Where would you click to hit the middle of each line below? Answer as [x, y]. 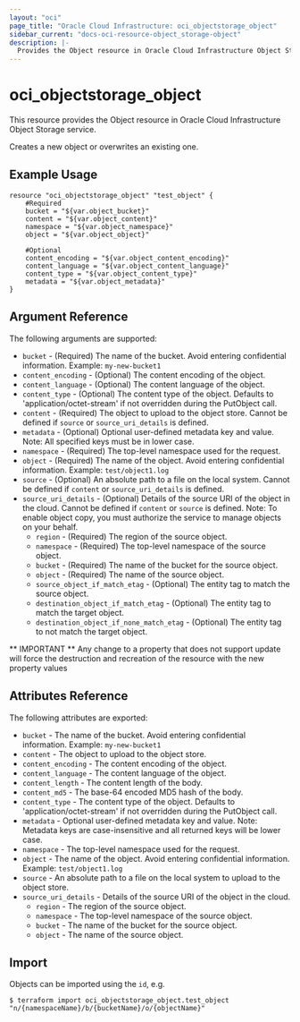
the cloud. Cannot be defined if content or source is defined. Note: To [150, 507]
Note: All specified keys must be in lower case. [108, 441]
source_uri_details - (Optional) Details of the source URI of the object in [156, 498]
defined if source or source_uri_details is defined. [115, 422]
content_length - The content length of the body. [112, 782]
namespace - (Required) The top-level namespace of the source [150, 546]
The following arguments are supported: [83, 338]
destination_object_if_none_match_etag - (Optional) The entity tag [158, 622]
